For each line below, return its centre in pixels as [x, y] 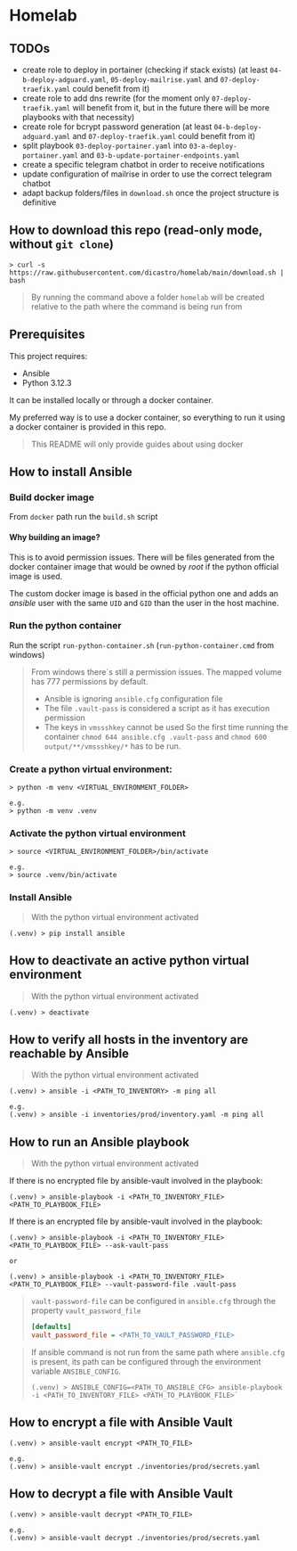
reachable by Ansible [69, 1053]
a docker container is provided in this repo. [88, 427]
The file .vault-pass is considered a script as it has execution [157, 708]
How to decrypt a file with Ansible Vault [121, 1494]
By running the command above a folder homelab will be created [148, 297]
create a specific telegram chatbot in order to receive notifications [143, 164]
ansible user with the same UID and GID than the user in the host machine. [144, 603]
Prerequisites [47, 335]
